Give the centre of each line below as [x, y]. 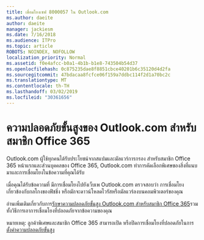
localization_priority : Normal [46, 58]
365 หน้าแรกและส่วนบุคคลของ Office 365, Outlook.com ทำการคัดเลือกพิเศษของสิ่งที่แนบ [102, 165]
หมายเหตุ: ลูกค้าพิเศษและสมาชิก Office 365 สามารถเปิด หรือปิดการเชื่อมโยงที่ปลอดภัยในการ [100, 223]
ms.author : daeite [30, 18]
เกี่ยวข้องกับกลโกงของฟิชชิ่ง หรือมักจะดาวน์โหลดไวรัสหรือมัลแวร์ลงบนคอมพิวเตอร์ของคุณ [95, 191]
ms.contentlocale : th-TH [38, 86]
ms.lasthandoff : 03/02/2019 [42, 92]
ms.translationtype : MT [37, 80]
